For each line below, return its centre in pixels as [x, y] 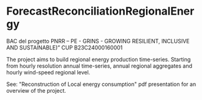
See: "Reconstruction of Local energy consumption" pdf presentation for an [101, 84]
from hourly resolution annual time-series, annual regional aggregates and [99, 66]
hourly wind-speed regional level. [48, 72]
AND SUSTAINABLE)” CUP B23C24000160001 [64, 48]
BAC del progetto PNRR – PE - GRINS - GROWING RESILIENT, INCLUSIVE [98, 41]
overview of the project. [36, 90]
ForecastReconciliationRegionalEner [100, 11]
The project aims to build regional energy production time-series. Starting [99, 59]
